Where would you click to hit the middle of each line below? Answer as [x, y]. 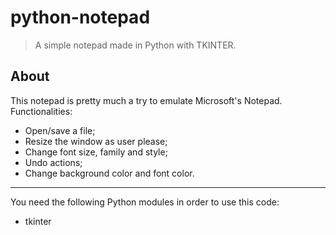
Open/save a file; [60, 130]
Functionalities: [41, 111]
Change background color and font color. [109, 173]
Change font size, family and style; [96, 152]
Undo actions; [53, 162]
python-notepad [80, 17]
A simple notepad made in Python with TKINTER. [135, 45]
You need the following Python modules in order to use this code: [145, 202]
